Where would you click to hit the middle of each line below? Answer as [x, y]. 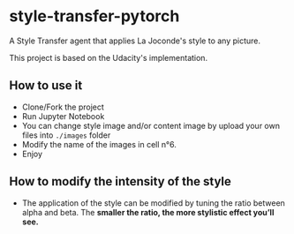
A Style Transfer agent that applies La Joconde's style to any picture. [135, 41]
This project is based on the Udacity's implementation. [109, 57]
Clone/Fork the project [63, 107]
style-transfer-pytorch [94, 16]
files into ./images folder [66, 135]
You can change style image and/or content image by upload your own [151, 125]
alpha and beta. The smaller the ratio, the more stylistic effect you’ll [148, 212]
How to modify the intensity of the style [121, 181]
